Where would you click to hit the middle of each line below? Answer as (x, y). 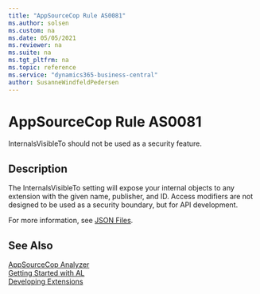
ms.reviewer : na (35, 45)
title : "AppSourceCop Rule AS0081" (67, 16)
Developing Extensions (46, 282)
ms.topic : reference (43, 68)
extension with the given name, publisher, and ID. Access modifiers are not (131, 197)
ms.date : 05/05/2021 (43, 38)
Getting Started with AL (47, 273)
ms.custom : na (32, 30)
